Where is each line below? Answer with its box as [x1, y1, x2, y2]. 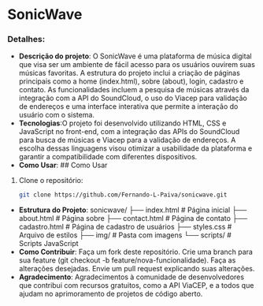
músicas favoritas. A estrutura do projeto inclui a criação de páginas [18, 69, 241, 78]
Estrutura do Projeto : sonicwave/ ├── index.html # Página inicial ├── [18, 205, 247, 215]
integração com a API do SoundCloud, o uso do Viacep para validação [18, 93, 247, 103]
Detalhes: [7, 34, 46, 45]
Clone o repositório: [18, 176, 83, 185]
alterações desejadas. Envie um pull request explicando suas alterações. [18, 264, 255, 274]
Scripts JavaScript [18, 239, 80, 248]
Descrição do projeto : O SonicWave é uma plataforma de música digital [18, 51, 253, 61]
